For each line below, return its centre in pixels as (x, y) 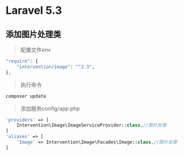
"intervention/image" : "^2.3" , (56, 67)
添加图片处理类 (33, 34)
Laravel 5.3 (34, 11)
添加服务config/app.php (50, 108)
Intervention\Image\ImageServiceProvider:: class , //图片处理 (91, 125)
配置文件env (35, 50)
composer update (26, 96)
